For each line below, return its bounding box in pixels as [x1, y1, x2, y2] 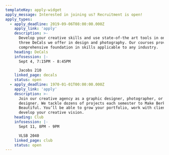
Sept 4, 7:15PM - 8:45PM [18, 59, 71, 64]
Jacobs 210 [18, 68, 42, 73]
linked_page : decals [14, 72, 57, 78]
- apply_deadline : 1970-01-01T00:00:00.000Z [10, 82, 105, 87]
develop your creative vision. [18, 110, 84, 115]
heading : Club [14, 115, 44, 120]
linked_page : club [14, 138, 53, 143]
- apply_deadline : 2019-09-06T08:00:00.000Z [10, 21, 105, 27]
